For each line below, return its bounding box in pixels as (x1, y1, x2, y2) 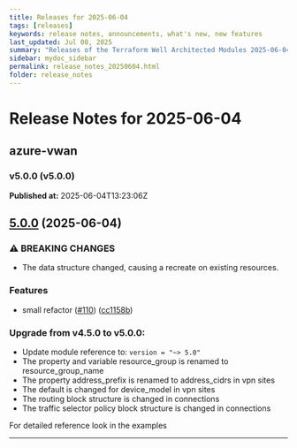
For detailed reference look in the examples (9, 420, 168, 430)
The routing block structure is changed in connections (21, 393, 220, 404)
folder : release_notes (9, 71, 93, 80)
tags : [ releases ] (9, 21, 73, 30)
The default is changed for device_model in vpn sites (21, 383, 216, 394)
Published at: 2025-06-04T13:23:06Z (9, 190, 148, 201)
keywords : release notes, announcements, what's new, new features (9, 29, 263, 38)
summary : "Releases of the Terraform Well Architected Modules (9, 46, 247, 55)
